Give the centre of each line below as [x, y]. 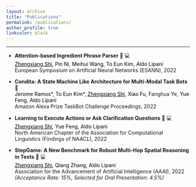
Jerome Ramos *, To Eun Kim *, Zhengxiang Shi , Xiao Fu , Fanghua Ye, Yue [102, 94]
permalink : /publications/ [39, 22]
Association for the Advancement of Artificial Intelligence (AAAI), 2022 [99, 172]
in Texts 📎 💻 [30, 157]
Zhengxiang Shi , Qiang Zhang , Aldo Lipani [65, 165]
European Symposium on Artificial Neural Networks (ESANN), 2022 [95, 70]
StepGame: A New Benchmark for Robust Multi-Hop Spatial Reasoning [102, 150]
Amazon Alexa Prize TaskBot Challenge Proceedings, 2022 [85, 106]
